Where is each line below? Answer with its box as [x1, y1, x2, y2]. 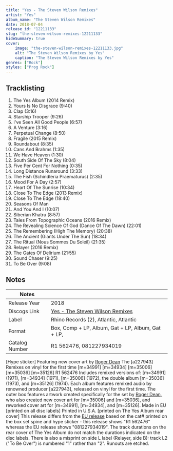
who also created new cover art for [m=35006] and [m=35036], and [6, 397, 150, 403]
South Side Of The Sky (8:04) [13, 157, 76, 163]
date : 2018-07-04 [6, 22, 43, 27]
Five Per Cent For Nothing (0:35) [13, 162, 83, 169]
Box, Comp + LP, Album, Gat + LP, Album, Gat [51, 324, 161, 331]
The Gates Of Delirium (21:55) [13, 250, 76, 256]
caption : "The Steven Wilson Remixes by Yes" [15, 55, 114, 60]
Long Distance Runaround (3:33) [13, 168, 83, 174]
